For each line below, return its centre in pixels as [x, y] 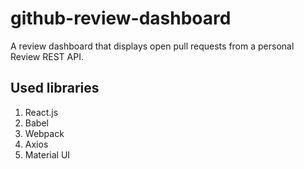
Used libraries [55, 88]
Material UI [47, 154]
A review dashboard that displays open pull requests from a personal [152, 46]
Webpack [44, 133]
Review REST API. [47, 56]
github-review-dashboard [121, 18]
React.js [41, 112]
